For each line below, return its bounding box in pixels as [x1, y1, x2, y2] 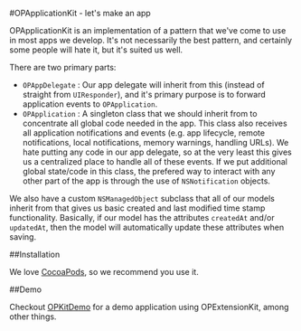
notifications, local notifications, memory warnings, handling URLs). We [22, 137, 289, 147]
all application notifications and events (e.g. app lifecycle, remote [22, 128, 265, 138]
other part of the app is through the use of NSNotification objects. [22, 175, 271, 186]
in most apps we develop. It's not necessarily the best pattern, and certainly [9, 35, 292, 45]
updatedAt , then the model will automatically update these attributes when [9, 222, 285, 232]
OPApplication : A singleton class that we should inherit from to [22, 109, 258, 118]
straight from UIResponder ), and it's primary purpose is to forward [22, 90, 267, 99]
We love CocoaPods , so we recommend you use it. [9, 267, 199, 277]
